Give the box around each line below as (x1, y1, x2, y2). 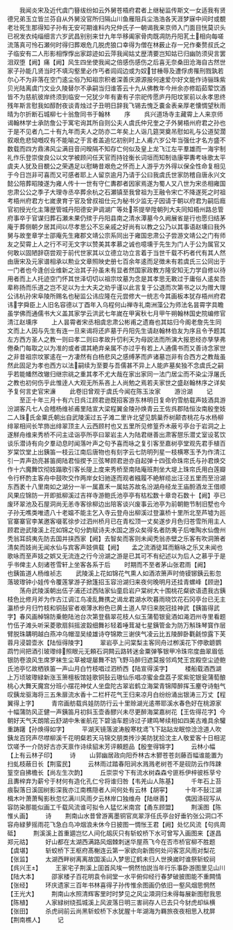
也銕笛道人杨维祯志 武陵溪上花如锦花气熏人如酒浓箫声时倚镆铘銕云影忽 (7, 569, 222, 577)
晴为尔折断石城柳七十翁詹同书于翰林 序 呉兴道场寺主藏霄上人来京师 (7, 110, 223, 118)
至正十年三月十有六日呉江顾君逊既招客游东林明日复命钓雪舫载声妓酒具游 (19, 396, 226, 404)
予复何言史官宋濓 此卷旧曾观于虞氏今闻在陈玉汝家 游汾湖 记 (7, 387, 213, 395)
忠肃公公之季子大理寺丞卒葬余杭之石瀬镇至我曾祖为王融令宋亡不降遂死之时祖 (7, 188, 226, 196)
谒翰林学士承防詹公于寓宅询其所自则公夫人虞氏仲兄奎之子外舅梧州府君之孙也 (7, 119, 226, 127)
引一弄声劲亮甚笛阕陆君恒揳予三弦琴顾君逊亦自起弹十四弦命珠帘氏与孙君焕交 (7, 457, 226, 464)
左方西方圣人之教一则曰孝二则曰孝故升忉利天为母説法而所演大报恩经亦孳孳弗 (7, 335, 226, 343)
